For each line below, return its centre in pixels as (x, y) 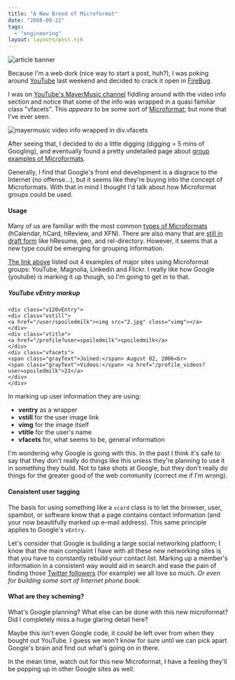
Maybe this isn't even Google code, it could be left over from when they (111, 633)
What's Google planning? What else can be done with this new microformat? (118, 612)
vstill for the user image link (58, 417)
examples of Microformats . (47, 159)
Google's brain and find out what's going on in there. (84, 648)
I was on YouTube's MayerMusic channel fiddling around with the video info (117, 95)
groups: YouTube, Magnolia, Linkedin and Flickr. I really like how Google (111, 270)
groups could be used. (40, 195)
